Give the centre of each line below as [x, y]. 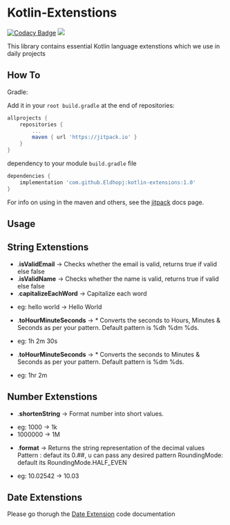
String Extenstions [48, 247]
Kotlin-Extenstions [62, 13]
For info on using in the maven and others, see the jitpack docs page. [106, 202]
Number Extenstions [52, 397]
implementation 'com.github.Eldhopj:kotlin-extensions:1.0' [108, 182]
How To [24, 75]
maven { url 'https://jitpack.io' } [85, 137]
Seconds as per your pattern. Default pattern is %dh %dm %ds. [108, 327]
